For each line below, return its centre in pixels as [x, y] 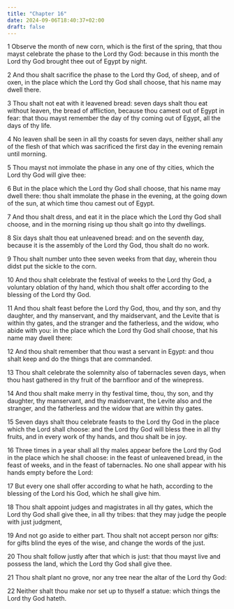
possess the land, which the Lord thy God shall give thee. [90, 564]
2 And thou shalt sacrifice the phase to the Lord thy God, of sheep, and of [114, 75]
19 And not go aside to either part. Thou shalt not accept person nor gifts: [113, 536]
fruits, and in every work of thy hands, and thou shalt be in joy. [97, 437]
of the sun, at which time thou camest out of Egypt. [81, 203]
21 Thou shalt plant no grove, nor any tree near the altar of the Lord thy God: [117, 578]
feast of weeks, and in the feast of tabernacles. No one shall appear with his [117, 465]
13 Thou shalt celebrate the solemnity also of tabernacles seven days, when [116, 373]
